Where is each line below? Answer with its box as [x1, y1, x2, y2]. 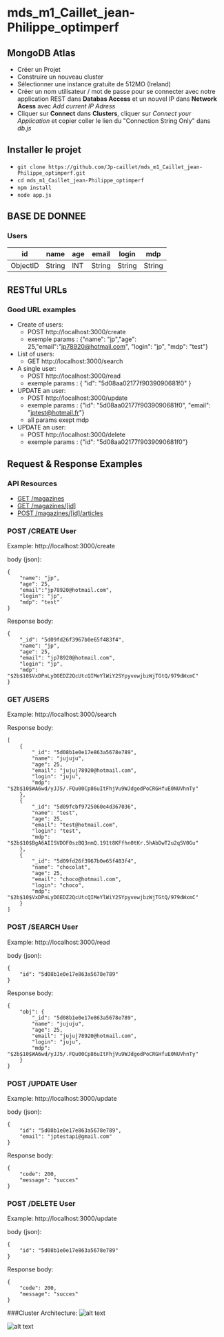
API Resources [7, 479, 57, 488]
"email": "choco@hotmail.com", [32, 876, 122, 883]
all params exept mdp [27, 416, 90, 424]
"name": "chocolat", [32, 864, 91, 871]
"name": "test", [32, 809, 79, 816]
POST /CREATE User [7, 526, 77, 536]
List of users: [17, 350, 55, 358]
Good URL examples [7, 305, 77, 314]
